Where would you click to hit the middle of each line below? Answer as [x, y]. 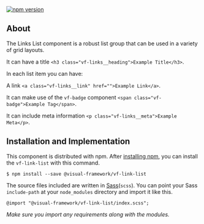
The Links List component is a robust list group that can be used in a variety [102, 43]
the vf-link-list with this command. [53, 163]
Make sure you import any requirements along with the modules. [88, 214]
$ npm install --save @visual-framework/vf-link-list [77, 174]
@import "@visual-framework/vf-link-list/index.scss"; [78, 203]
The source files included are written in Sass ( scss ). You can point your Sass [102, 185]
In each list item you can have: [45, 73]
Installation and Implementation [68, 142]
